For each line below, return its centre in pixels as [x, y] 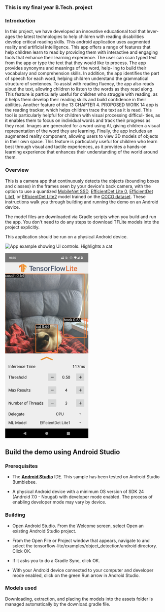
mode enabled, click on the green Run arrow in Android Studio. [76, 575]
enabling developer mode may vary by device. [59, 502]
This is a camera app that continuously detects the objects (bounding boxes [82, 181]
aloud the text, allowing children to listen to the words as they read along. [79, 89]
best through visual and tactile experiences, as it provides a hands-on [76, 147]
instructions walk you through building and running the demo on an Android [82, 202]
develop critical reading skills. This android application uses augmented [78, 42]
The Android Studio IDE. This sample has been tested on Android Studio [86, 477]
